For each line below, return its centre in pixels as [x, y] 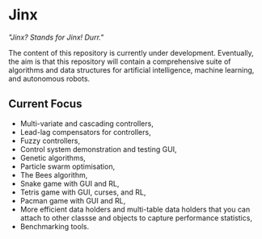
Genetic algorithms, [53, 157]
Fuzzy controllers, [50, 140]
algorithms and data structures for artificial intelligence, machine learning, [131, 69]
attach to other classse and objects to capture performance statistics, [136, 218]
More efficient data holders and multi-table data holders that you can [135, 209]
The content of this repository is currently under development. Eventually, [131, 52]
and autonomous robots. [49, 78]
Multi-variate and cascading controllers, [87, 124]
